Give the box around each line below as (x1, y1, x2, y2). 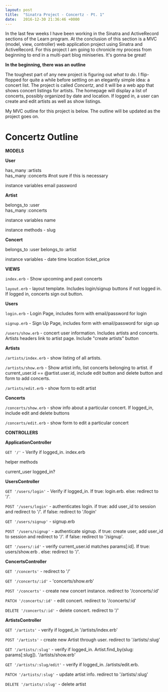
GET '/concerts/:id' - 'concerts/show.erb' (5, 578, 95, 584)
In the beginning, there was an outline (5, 62, 86, 68)
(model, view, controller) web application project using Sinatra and (5, 41, 143, 47)
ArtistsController (5, 617, 42, 623)
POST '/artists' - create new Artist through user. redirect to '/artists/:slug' (5, 637, 160, 643)
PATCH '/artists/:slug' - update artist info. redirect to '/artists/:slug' (5, 671, 148, 677)
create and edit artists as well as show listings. (5, 98, 102, 104)
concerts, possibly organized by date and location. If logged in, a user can (5, 93, 159, 99)
